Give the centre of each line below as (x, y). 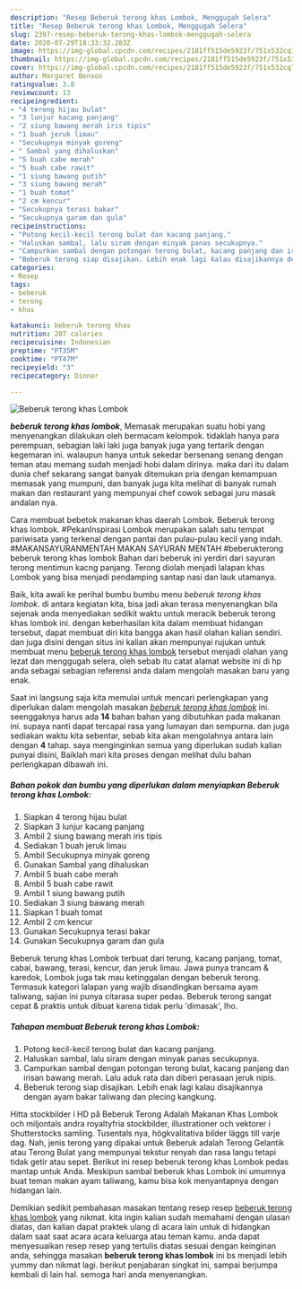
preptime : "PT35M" (44, 351)
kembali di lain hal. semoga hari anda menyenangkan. (109, 1275)
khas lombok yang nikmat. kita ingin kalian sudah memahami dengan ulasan (150, 1217)
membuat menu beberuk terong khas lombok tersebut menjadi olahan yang (149, 652)
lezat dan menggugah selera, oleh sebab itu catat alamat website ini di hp (146, 661)
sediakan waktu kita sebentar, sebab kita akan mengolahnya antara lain (142, 736)
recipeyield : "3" (43, 367)
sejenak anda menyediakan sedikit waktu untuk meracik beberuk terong (143, 614)
